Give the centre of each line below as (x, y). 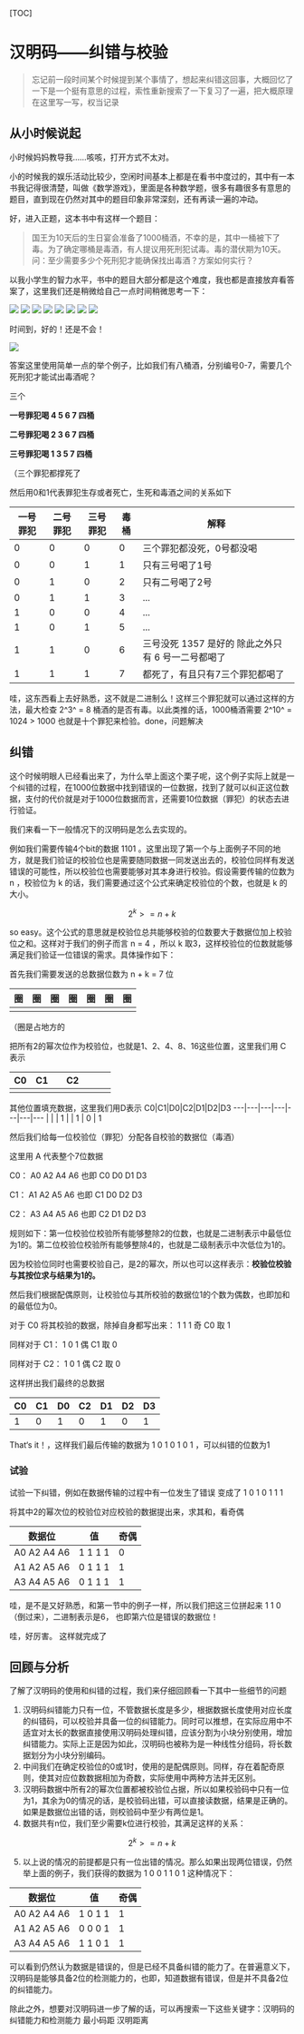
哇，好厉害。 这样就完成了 (58, 1636)
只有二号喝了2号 (177, 582)
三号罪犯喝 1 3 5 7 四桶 (51, 454)
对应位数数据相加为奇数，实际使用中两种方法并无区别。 (157, 1778)
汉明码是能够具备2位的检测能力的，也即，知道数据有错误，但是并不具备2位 (149, 1978)
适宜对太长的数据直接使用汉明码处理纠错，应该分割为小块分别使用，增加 (157, 1733)
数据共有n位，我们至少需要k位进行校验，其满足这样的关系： (134, 1823)
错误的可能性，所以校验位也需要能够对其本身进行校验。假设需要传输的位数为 (152, 871)
